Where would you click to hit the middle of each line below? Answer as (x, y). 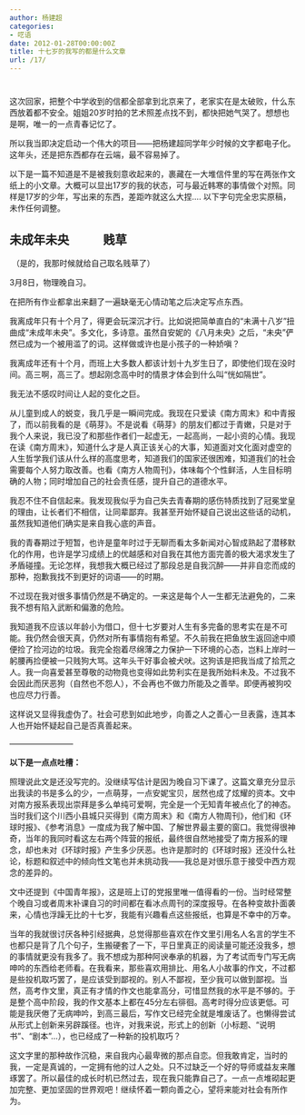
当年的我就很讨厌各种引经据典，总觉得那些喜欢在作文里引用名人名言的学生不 (152, 934)
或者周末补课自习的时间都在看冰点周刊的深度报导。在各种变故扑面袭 (168, 903)
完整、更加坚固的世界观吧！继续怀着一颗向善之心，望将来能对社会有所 (148, 1090)
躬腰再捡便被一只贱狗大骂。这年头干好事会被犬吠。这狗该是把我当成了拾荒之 (152, 661)
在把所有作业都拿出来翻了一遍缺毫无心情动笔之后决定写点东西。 (128, 302)
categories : (32, 26)
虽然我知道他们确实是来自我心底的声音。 (85, 523)
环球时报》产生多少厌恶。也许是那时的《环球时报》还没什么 (176, 850)
